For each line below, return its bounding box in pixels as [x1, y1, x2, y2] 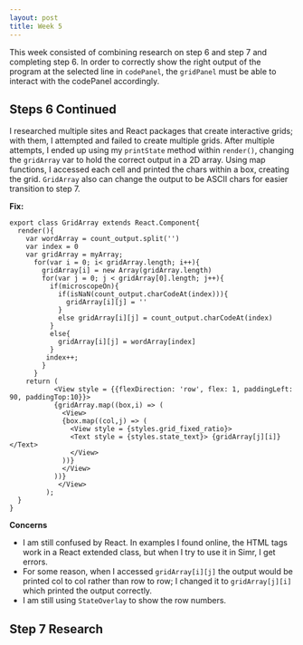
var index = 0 [25, 242, 79, 252]
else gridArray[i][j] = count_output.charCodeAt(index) [57, 313, 273, 322]
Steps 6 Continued [9, 101, 118, 117]
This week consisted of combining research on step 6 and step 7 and [9, 46, 268, 57]
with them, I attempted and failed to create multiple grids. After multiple [9, 135, 275, 146]
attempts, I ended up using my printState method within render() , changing [9, 145, 295, 156]
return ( [25, 377, 59, 386]
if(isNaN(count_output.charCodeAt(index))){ [57, 290, 229, 299]
